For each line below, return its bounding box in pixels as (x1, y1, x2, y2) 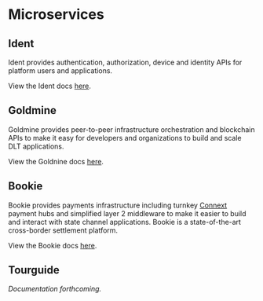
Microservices (8, 6, 104, 24)
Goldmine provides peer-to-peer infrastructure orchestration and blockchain (8, 124, 255, 134)
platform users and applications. (8, 66, 112, 75)
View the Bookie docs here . (8, 240, 97, 250)
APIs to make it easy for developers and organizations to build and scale (8, 133, 242, 142)
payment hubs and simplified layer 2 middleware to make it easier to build (8, 208, 247, 218)
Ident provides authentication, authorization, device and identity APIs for (8, 57, 243, 67)
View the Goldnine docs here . (8, 156, 104, 166)
